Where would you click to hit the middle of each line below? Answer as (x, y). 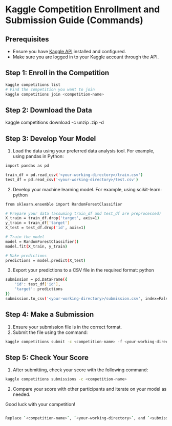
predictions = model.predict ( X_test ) (46, 260)
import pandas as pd (27, 166)
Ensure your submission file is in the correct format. (67, 327)
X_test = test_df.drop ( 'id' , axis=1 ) (46, 228)
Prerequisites (27, 39)
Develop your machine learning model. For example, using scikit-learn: (87, 189)
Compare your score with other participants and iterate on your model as (90, 389)
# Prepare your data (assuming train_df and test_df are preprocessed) (83, 213)
